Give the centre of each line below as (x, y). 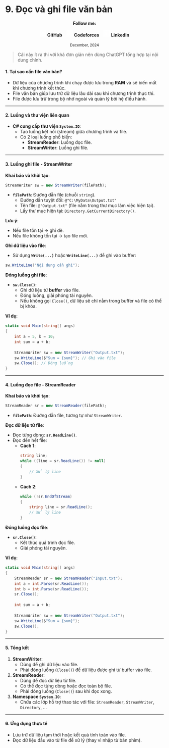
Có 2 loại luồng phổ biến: (46, 137)
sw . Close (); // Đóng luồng (44, 363)
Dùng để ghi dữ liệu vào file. (49, 664)
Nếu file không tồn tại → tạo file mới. (50, 236)
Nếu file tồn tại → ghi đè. (38, 230)
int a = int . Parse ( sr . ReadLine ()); (52, 584)
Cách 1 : (28, 446)
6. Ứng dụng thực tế (26, 724)
